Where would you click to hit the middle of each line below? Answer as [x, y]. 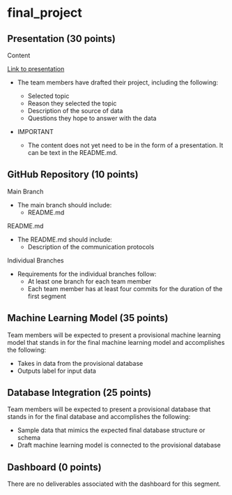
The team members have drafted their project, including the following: [117, 82]
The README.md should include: [65, 239]
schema [29, 438]
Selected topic [48, 96]
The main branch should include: [64, 205]
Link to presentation [36, 69]
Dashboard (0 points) [55, 467]
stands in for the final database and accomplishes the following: [99, 417]
